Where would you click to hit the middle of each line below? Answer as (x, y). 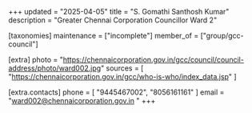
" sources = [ (122, 68)
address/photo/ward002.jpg (55, 68)
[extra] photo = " (36, 60)
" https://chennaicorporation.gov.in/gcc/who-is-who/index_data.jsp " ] (123, 77)
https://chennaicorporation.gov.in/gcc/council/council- (153, 60)
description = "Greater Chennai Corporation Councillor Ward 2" (113, 20)
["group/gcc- (222, 36)
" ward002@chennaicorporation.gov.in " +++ (82, 101)
